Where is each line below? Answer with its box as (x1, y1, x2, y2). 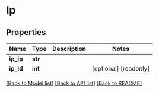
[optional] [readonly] (91, 65, 150, 72)
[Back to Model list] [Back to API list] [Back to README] (6, 80, 142, 87)
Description (52, 45, 86, 53)
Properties (6, 27, 46, 37)
